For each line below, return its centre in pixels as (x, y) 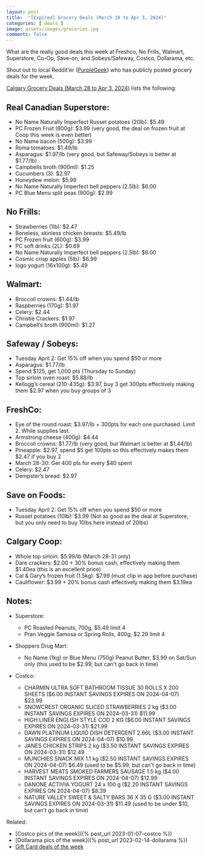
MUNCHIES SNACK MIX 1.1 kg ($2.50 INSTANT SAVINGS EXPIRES (106, 758)
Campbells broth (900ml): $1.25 (55, 167)
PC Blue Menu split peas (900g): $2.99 (64, 192)
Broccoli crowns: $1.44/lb (47, 299)
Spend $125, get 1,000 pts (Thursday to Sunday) (75, 372)
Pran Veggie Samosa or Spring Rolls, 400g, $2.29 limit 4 (95, 634)
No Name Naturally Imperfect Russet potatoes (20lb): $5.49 (90, 121)
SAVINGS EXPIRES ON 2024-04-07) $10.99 (78, 739)
